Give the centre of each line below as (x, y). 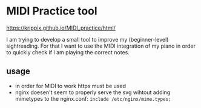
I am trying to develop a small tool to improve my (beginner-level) (87, 39)
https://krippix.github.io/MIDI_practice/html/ (61, 28)
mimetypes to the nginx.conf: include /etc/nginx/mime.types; (93, 98)
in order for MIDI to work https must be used (70, 86)
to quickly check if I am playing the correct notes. (68, 52)
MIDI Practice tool (52, 11)
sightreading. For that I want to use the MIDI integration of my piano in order (101, 46)
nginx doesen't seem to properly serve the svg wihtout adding (93, 92)
